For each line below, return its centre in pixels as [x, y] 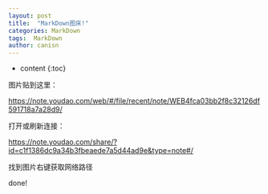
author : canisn [34, 46]
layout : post [30, 16]
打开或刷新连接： [37, 126]
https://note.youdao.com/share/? [63, 142]
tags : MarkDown [35, 38]
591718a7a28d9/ [35, 110]
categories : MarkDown [45, 30]
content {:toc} [43, 68]
